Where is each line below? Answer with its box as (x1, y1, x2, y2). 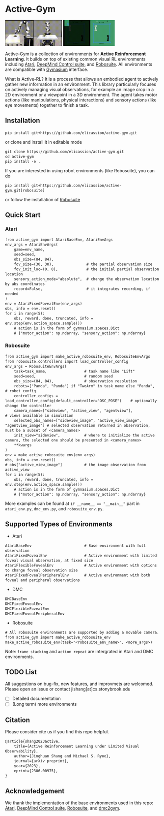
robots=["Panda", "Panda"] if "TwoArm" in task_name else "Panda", (14, 383, 155, 388)
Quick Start (5, 211, 41, 220)
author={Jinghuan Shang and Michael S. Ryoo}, (14, 754, 111, 759)
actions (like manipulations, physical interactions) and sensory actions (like (5, 97, 157, 103)
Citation (5, 716, 30, 724)
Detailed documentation (12, 695, 61, 702)
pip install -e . (5, 159, 41, 164)
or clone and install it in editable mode (5, 139, 82, 145)
